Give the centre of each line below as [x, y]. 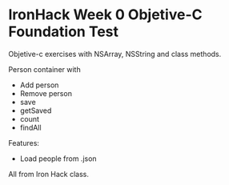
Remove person [46, 93]
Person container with [45, 69]
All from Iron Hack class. [49, 174]
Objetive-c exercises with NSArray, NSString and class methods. [115, 54]
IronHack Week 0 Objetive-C [105, 15]
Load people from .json [58, 159]
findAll [30, 127]
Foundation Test [63, 32]
